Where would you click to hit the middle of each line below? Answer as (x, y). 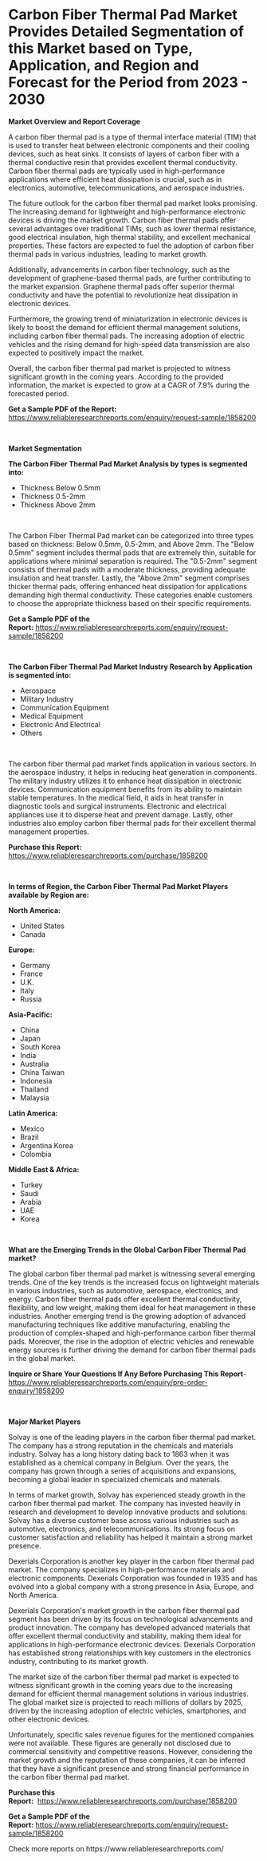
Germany (35, 965)
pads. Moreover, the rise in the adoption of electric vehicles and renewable (132, 1341)
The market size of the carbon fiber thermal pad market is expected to (124, 1677)
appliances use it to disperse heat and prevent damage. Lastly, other (121, 814)
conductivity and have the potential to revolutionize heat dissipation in (123, 295)
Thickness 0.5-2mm (53, 496)
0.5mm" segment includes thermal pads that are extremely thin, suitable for (132, 553)
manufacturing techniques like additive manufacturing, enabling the (119, 1324)
